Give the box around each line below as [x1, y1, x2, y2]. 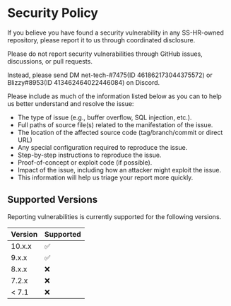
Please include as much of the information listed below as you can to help [7, 92, 223, 100]
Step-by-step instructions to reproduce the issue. [17, 151, 162, 159]
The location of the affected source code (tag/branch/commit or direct [17, 128, 223, 136]
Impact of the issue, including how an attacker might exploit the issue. [17, 165, 222, 174]
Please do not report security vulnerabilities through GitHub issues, [7, 49, 203, 58]
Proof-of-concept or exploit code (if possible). [17, 158, 153, 167]
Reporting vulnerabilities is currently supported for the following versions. [7, 212, 222, 220]
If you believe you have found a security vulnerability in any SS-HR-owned [7, 28, 225, 37]
